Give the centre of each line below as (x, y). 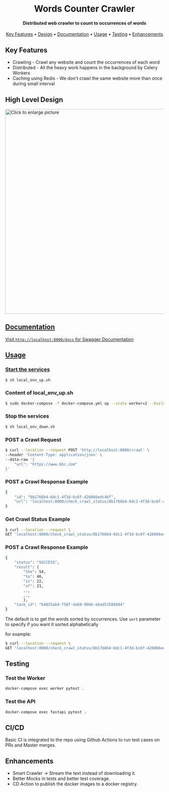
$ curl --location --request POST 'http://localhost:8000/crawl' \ (77, 450)
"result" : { (27, 567)
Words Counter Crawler (84, 9)
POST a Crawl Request (33, 439)
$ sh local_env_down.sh (30, 427)
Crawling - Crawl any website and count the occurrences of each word (86, 62)
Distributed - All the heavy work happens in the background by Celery (85, 68)
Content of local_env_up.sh (39, 393)
